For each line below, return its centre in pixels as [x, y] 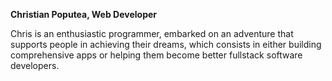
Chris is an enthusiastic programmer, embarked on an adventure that [152, 33]
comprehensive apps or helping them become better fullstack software [156, 55]
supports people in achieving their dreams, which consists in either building [166, 44]
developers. [35, 65]
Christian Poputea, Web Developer [84, 14]
